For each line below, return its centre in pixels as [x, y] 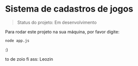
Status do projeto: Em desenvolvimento [57, 22]
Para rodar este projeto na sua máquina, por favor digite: [62, 32]
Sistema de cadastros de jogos [69, 9]
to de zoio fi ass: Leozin [29, 59]
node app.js [17, 41]
